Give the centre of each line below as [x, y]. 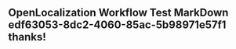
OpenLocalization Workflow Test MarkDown [118, 13]
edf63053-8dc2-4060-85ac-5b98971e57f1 [117, 25]
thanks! [27, 37]
